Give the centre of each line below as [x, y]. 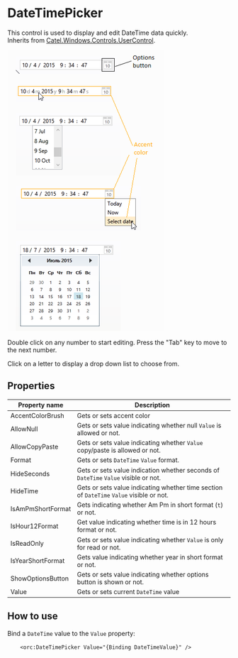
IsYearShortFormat [38, 561]
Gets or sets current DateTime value [128, 592]
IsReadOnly [27, 543]
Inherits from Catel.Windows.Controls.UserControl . [81, 40]
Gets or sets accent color [114, 415]
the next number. [32, 350]
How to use [33, 616]
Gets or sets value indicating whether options [143, 574]
